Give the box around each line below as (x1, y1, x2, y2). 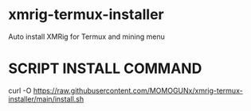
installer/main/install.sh (8, 94, 84, 104)
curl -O (8, 86, 32, 95)
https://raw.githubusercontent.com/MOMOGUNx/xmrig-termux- (33, 86, 243, 95)
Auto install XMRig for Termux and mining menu (8, 32, 165, 41)
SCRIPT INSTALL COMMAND (8, 59, 202, 78)
